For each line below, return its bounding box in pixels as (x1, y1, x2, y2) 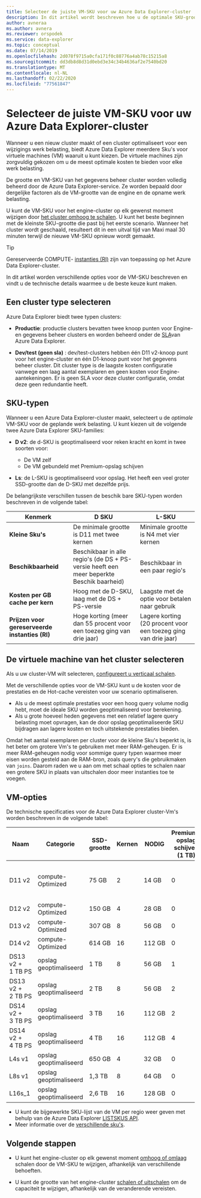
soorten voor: (14, 444, 48, 452)
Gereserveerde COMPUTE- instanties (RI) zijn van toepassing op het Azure (6, 255, 191, 263)
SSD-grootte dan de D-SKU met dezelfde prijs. (14, 480, 130, 487)
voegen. (6, 775, 27, 782)
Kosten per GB (9, 590, 52, 599)
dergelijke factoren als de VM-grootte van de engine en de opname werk (6, 189, 186, 196)
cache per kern (9, 598, 54, 606)
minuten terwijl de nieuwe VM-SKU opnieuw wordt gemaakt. (6, 232, 156, 239)
